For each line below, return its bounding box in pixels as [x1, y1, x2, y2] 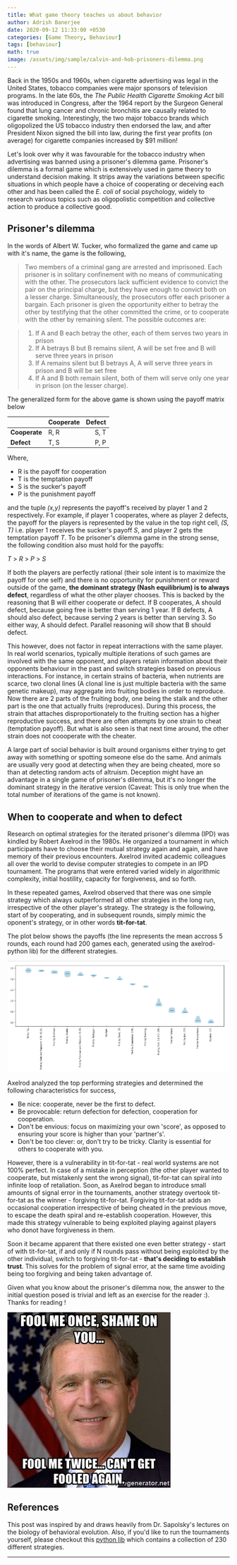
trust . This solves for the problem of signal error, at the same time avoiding [7, 1262, 226, 1270]
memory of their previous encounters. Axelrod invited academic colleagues [7, 852, 226, 860]
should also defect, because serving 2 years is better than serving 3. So [7, 614, 217, 622]
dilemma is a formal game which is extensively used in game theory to [7, 164, 212, 173]
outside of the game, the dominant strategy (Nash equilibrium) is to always [7, 583, 230, 592]
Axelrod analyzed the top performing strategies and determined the [7, 1078, 203, 1087]
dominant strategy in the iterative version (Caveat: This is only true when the [7, 783, 229, 791]
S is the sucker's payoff [17, 482, 87, 491]
